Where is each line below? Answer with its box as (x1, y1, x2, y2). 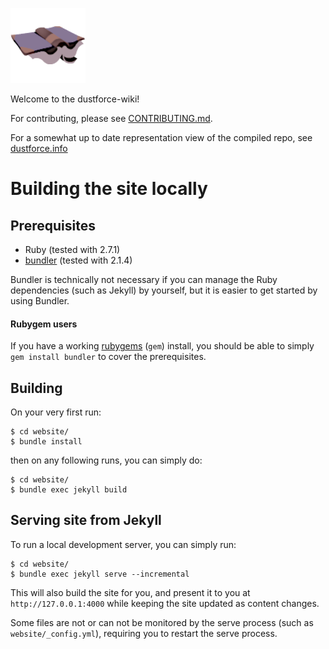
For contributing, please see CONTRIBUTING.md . (10, 113, 213, 124)
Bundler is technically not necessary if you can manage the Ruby (10, 274, 278, 285)
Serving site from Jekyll (10, 512, 162, 529)
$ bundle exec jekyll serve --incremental (10, 569, 190, 579)
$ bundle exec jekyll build (10, 485, 128, 495)
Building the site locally (10, 178, 208, 200)
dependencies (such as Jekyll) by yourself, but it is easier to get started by (10, 284, 318, 296)
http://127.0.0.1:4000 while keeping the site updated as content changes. (10, 597, 320, 609)
